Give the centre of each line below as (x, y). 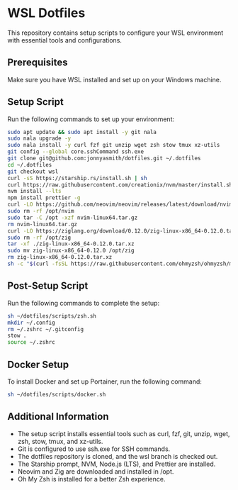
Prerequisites (38, 63)
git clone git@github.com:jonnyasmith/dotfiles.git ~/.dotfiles (104, 158)
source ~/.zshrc (31, 343)
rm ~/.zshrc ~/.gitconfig (45, 329)
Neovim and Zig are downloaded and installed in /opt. (96, 471)
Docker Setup (38, 364)
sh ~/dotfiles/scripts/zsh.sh (52, 316)
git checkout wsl (33, 172)
